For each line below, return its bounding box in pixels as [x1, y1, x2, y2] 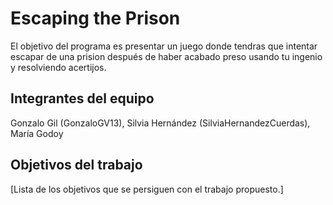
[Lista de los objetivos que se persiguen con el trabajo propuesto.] [10, 183, 284, 195]
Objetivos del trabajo [10, 157, 143, 174]
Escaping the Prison [10, 7, 181, 30]
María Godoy [10, 127, 64, 139]
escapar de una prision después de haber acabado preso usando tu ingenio [10, 50, 323, 62]
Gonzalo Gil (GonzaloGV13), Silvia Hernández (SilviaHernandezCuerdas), [10, 117, 311, 129]
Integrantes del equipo [10, 90, 155, 107]
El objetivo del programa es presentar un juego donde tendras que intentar [10, 40, 318, 52]
